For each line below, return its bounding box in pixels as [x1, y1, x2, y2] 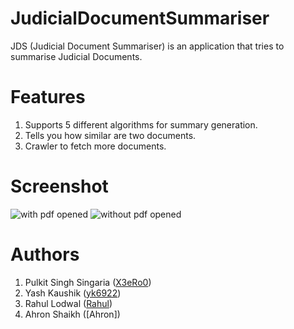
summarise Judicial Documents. [10, 50, 143, 62]
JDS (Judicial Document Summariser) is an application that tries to [10, 40, 285, 52]
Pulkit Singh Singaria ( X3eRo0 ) [24, 276, 152, 288]
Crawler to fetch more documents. [24, 140, 167, 152]
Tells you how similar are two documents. [24, 129, 197, 141]
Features [10, 86, 86, 109]
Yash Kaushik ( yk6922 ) [24, 287, 122, 299]
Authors [10, 243, 80, 266]
